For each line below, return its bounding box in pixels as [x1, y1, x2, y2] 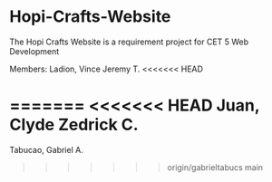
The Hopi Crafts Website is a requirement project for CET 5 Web [9, 36, 249, 47]
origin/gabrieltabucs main [167, 161, 264, 173]
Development [9, 45, 60, 56]
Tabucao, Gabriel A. [9, 144, 83, 155]
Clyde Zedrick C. [9, 115, 139, 135]
